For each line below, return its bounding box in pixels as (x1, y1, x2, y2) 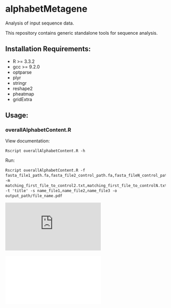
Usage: (5, 111, 29, 120)
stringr (12, 80, 27, 86)
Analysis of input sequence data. (5, 20, 74, 26)
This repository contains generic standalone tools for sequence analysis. (5, 30, 158, 36)
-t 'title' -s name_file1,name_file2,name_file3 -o (5, 188, 117, 194)
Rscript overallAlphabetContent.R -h (5, 149, 85, 154)
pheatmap (12, 90, 35, 97)
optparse (12, 69, 32, 75)
